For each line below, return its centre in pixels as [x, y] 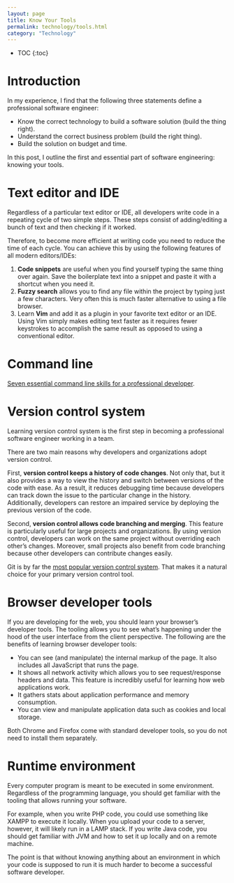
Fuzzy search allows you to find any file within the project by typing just [121, 291]
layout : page [26, 14]
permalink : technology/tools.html [58, 27]
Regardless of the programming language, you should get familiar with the [114, 793]
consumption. [37, 702]
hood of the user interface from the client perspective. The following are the [117, 636]
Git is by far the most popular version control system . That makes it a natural [117, 567]
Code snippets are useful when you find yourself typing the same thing [120, 269]
